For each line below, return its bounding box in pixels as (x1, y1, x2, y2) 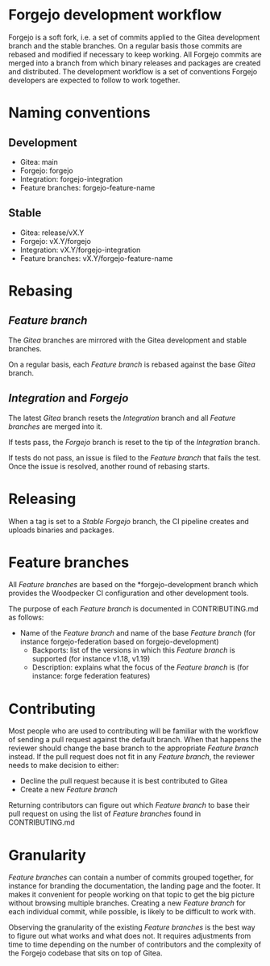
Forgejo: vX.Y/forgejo (19, 236, 91, 246)
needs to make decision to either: (8, 761, 119, 771)
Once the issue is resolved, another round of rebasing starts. (8, 461, 210, 471)
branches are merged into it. (8, 422, 103, 431)
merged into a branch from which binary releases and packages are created (8, 58, 261, 68)
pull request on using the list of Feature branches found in (8, 809, 201, 819)
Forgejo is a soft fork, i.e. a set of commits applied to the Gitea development (8, 32, 260, 42)
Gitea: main (19, 157, 58, 166)
